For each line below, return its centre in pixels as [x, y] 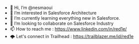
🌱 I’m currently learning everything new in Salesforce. [65, 18]
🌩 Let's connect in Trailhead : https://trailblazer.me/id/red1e [71, 36]
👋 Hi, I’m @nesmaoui [31, 8]
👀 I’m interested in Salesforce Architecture [53, 13]
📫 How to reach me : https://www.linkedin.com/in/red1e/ [68, 29]
